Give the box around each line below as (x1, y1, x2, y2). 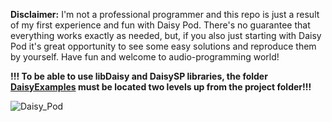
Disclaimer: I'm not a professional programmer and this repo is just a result (10, 9, 320, 20)
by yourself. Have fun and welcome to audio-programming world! (10, 51, 280, 63)
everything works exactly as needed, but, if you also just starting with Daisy (10, 30, 322, 41)
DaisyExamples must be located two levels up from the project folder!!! (10, 81, 312, 93)
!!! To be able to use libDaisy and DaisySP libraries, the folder (10, 70, 268, 82)
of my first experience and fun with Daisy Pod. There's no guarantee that (10, 19, 311, 31)
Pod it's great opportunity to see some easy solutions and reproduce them (10, 40, 317, 52)
